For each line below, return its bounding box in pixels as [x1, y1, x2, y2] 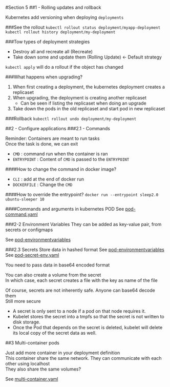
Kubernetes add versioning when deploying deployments [5, 14, 124, 20]
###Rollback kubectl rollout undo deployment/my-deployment [5, 115, 137, 121]
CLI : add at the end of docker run [12, 176, 84, 182]
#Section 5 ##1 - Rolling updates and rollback [5, 5, 101, 10]
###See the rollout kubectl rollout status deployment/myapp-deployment [5, 24, 161, 30]
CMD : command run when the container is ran [12, 151, 108, 157]
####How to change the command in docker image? [5, 166, 117, 172]
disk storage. [12, 319, 40, 325]
